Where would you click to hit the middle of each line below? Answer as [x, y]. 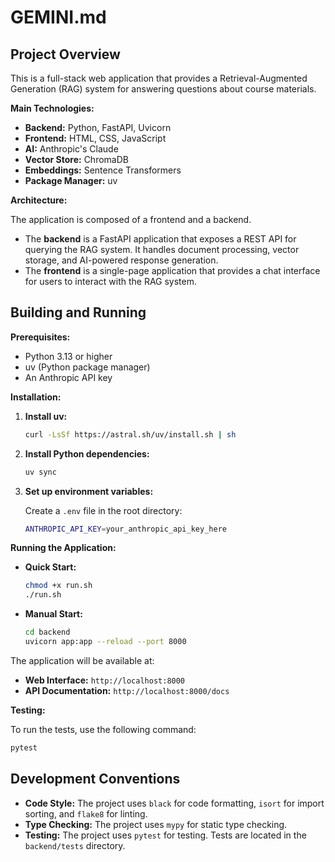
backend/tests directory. [75, 845]
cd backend [47, 632]
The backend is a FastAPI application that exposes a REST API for [160, 239]
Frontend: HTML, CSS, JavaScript [95, 138]
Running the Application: [63, 548]
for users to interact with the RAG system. [111, 281]
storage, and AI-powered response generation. [121, 260]
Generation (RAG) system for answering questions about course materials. [163, 89]
